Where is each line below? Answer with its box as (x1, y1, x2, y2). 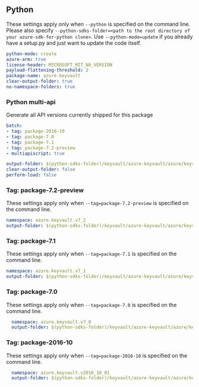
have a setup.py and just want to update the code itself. (6, 39, 142, 46)
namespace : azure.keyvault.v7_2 (6, 218, 86, 223)
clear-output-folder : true (6, 78, 73, 85)
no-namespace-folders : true (6, 84, 76, 90)
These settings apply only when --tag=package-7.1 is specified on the (6, 250, 177, 257)
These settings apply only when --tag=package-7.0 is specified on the (6, 301, 177, 308)
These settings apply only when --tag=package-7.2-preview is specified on (6, 200, 189, 207)
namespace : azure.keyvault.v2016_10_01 (11, 370, 110, 376)
